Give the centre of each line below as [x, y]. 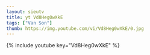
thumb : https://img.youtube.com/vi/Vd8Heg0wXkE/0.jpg [75, 28]
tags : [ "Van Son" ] [29, 23]
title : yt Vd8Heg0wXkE [35, 17]
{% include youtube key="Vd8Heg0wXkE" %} [63, 45]
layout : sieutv [25, 12]
